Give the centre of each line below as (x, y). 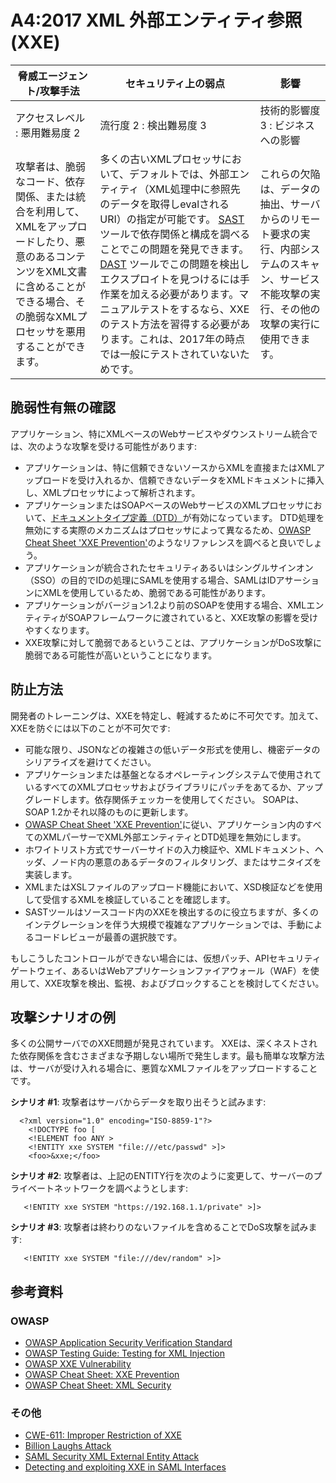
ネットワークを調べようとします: (121, 1188)
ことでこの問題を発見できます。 (174, 249)
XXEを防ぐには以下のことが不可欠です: (90, 728)
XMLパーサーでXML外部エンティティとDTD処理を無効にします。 (174, 837)
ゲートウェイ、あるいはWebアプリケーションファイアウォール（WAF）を (160, 970)
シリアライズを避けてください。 (90, 762)
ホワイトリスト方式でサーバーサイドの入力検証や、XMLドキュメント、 (169, 849)
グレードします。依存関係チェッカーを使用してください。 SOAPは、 (164, 799)
